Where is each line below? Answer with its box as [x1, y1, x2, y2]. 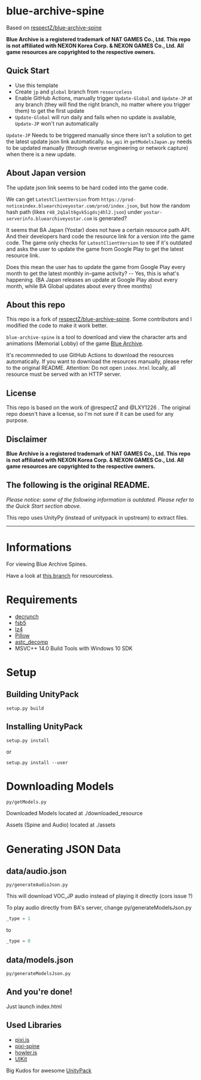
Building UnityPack [6, 689, 79, 699]
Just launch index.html [6, 1003, 62, 1010]
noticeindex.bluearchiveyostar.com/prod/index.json [6, 203, 138, 209]
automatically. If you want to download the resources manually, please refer [6, 358, 193, 365]
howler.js [14, 1049, 38, 1056]
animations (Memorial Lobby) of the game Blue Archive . [6, 340, 144, 347]
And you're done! [6, 987, 73, 997]
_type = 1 [6, 916, 31, 922]
